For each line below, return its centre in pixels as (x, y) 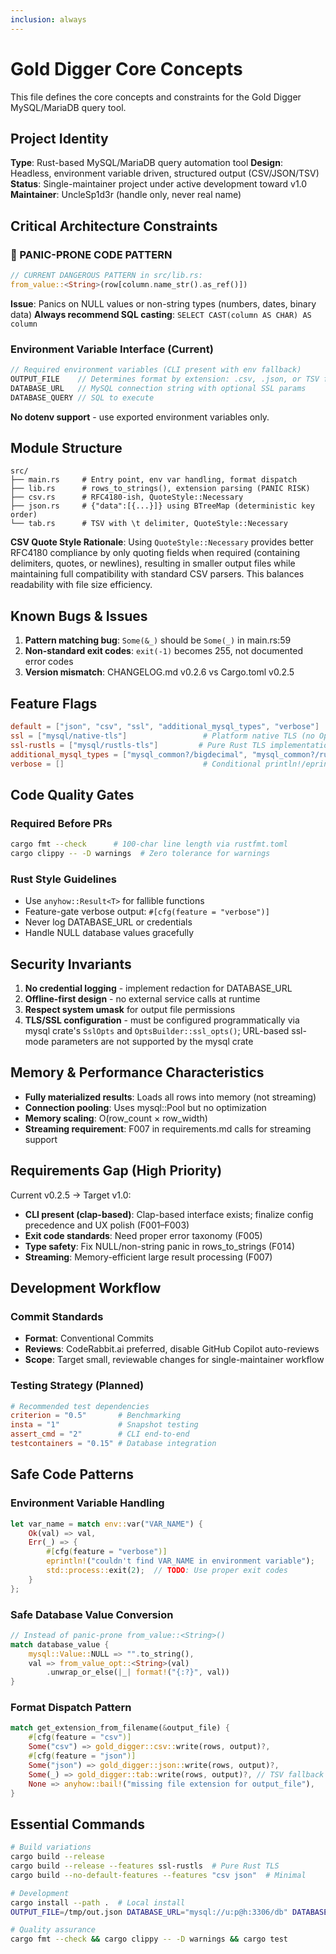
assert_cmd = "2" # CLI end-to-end (100, 1434)
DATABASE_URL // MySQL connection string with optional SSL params (158, 388)
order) (24, 515)
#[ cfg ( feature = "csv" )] (80, 1737)
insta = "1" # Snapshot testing (104, 1425)
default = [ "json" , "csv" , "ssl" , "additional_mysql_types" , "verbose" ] (165, 727)
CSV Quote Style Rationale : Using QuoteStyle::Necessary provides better (162, 542)
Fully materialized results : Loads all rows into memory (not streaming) (170, 1097)
